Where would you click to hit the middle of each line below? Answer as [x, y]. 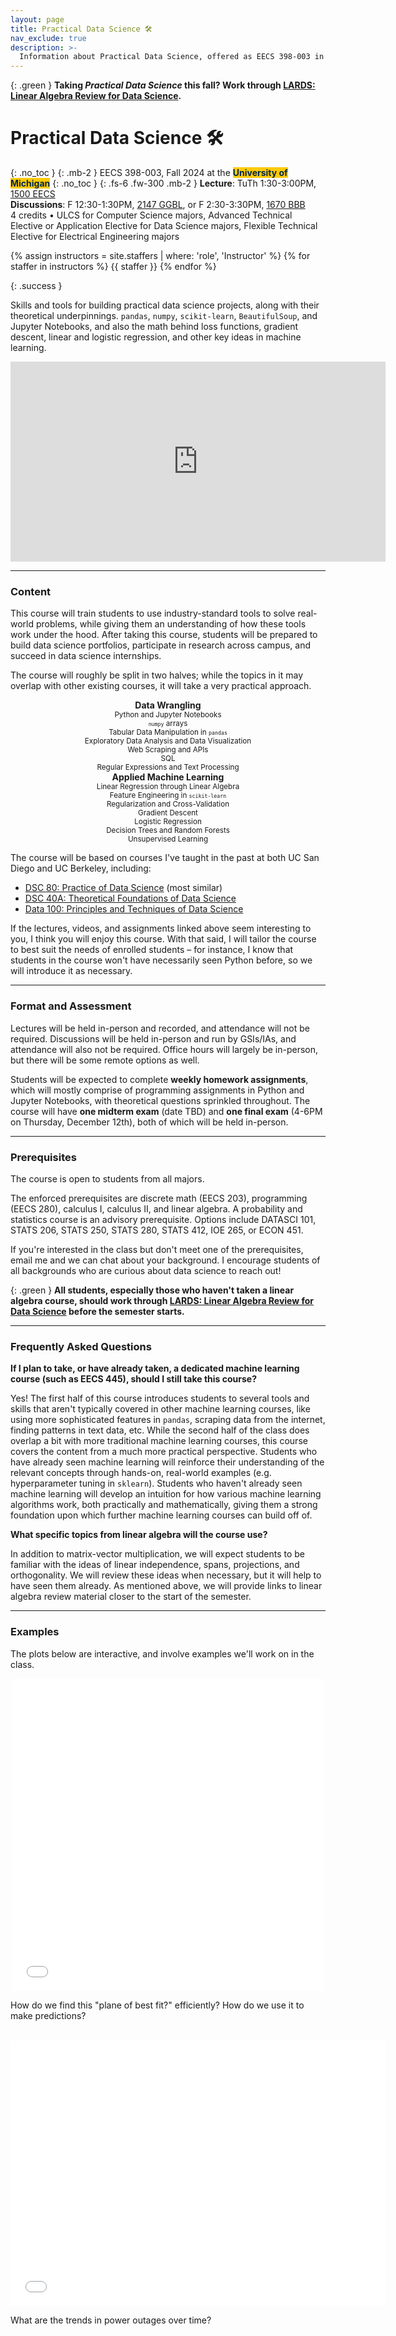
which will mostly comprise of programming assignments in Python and [157, 1090]
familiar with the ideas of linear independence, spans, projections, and [155, 1565]
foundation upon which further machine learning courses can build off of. [161, 1515]
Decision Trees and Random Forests [168, 831]
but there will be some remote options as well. [105, 1060]
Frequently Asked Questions [81, 1346]
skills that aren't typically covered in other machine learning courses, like [160, 1409]
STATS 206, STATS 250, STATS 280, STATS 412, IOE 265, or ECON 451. [157, 1230]
